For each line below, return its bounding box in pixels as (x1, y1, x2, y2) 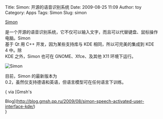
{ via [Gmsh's (5, 89, 33, 95)
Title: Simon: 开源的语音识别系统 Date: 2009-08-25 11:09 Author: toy (5, 4, 142, 10)
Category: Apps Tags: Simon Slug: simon (5, 10, 87, 16)
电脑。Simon (5, 35, 31, 41)
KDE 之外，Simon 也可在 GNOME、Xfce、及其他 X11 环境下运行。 (5, 53, 136, 59)
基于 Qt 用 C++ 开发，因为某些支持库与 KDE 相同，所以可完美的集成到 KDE (5, 41, 154, 47)
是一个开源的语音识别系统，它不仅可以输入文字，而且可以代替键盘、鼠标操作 (5, 29, 158, 35)
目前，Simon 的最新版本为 (5, 73, 57, 79)
